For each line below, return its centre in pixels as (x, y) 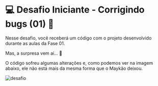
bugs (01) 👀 (30, 24)
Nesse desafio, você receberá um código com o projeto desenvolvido (78, 38)
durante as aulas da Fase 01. (35, 43)
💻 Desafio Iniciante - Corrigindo (75, 10)
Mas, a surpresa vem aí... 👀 (34, 53)
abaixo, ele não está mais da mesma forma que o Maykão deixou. (74, 68)
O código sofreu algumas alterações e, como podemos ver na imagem (79, 63)
